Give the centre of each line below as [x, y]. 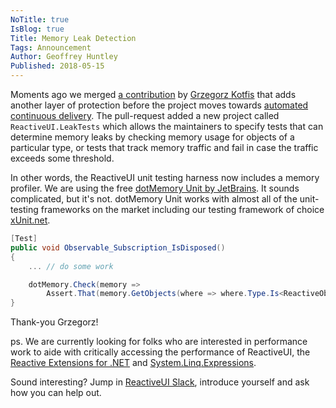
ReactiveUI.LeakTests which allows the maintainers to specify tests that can [167, 126]
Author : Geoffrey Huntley [64, 57]
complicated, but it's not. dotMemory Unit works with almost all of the [154, 199]
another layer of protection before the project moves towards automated [159, 105]
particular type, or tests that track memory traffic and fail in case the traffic [164, 147]
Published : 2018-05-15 [57, 66]
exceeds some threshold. [62, 158]
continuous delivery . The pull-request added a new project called [145, 115]
